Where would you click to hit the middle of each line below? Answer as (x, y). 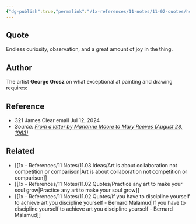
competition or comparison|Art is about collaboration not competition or (101, 171)
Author (19, 68)
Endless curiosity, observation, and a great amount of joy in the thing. (90, 49)
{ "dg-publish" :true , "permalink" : (47, 11)
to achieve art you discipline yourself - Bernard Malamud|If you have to (100, 202)
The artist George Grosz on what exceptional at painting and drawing (90, 82)
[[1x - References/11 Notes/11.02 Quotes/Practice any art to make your (98, 184)
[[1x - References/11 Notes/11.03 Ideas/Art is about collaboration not (96, 165)
